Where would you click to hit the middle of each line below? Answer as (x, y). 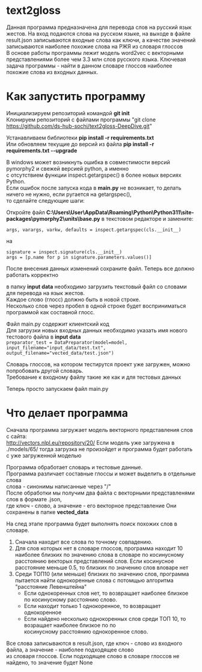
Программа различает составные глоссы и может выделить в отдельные (101, 474)
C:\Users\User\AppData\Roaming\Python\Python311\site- (120, 212)
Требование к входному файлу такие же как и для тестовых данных (94, 377)
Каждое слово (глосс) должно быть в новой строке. (73, 299)
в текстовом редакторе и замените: (147, 218)
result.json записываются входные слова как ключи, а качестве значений (101, 40)
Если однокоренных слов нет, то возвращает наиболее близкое (106, 593)
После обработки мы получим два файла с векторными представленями (101, 493)
